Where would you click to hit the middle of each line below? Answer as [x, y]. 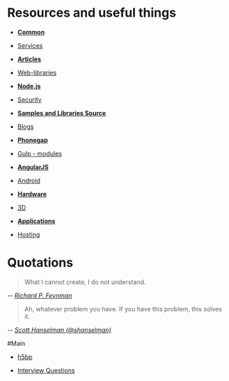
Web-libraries [37, 72]
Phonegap [33, 140]
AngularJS [33, 167]
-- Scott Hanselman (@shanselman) [59, 329]
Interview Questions [46, 370]
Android [29, 180]
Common [31, 32]
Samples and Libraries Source [62, 113]
